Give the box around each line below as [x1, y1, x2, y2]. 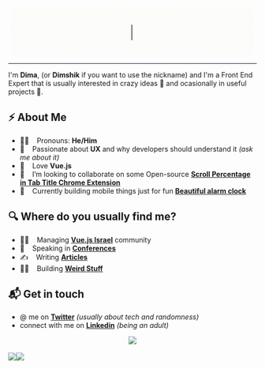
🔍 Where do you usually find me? [8, 210, 177, 224]
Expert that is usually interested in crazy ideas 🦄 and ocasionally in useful [8, 79, 247, 88]
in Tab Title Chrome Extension [19, 178, 121, 187]
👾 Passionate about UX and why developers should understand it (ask [19, 144, 254, 153]
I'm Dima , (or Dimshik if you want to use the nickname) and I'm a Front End [8, 70, 253, 79]
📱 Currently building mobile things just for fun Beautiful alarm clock [19, 186, 247, 195]
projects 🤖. [8, 87, 43, 96]
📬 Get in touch [8, 288, 84, 301]
